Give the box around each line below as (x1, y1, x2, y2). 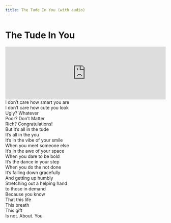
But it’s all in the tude (5, 126, 49, 132)
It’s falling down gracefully (5, 169, 61, 176)
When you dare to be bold (5, 153, 60, 159)
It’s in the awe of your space (5, 148, 65, 154)
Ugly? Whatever (5, 110, 39, 116)
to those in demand (5, 185, 46, 191)
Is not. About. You (5, 212, 43, 219)
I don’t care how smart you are (5, 99, 70, 105)
